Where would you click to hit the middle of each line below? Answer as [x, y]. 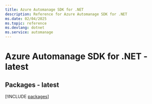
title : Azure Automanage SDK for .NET [44, 10]
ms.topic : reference [26, 23]
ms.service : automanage [29, 32]
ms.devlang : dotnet [25, 28]
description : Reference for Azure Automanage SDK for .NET [66, 14]
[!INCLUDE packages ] [27, 96]
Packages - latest [32, 85]
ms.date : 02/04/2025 [26, 19]
